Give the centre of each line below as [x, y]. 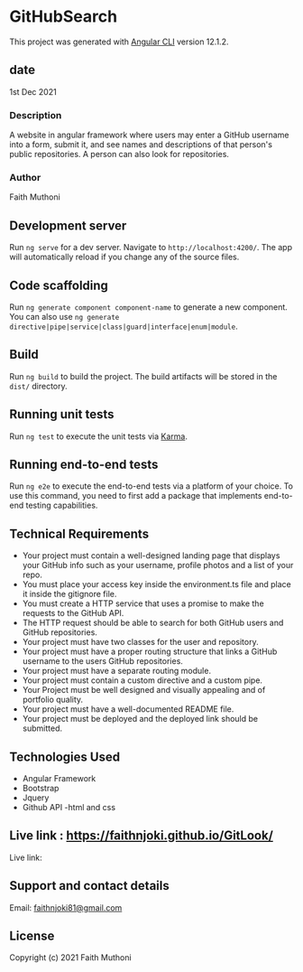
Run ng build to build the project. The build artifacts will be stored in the [143, 376]
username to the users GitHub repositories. [102, 661]
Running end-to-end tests [84, 464]
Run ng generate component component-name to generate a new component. [149, 307]
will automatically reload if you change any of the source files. [124, 257]
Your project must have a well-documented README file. [128, 709]
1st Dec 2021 [33, 91]
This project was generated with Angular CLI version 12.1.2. [119, 42]
